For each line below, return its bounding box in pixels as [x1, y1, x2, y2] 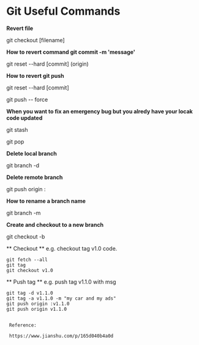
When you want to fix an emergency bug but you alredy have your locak [6, 107, 193, 115]
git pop [6, 138, 24, 145]
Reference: [9, 322, 37, 328]
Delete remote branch [6, 173, 63, 181]
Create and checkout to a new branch [6, 221, 104, 228]
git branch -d [6, 161, 40, 169]
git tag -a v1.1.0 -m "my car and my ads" [6, 295, 116, 301]
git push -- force [6, 96, 48, 103]
